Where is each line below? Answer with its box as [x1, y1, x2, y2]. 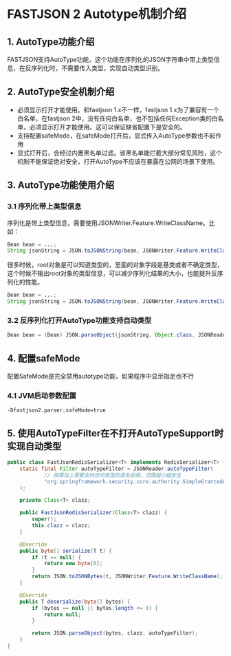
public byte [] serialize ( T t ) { [19, 547, 112, 554]
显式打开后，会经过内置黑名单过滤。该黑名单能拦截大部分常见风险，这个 [16, 149, 222, 157]
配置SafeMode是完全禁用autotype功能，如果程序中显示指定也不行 [7, 372, 194, 380]
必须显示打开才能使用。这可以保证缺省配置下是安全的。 [29, 123, 186, 131]
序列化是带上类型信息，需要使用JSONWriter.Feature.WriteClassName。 [7, 218, 210, 227]
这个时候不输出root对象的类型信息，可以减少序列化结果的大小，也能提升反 [7, 269, 218, 277]
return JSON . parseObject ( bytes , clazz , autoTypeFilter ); [32, 630, 198, 637]
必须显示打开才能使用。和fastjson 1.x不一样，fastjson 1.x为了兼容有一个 [16, 105, 220, 114]
